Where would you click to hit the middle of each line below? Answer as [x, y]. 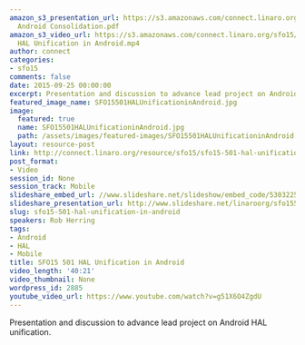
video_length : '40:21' [52, 271]
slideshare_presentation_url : [67, 204]
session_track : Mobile [52, 187]
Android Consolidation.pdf [69, 26]
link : [20, 153]
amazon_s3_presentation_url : [64, 18]
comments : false [40, 77]
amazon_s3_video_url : [50, 34]
